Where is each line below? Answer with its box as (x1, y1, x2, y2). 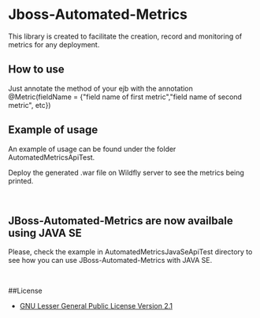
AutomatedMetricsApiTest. (8, 152, 95, 162)
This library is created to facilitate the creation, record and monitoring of (8, 31, 243, 41)
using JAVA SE (8, 226, 82, 239)
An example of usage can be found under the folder (8, 144, 176, 153)
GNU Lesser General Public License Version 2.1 (19, 301, 173, 311)
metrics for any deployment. (8, 39, 100, 49)
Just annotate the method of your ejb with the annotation (8, 83, 193, 93)
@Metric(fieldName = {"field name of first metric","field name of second (8, 92, 243, 102)
